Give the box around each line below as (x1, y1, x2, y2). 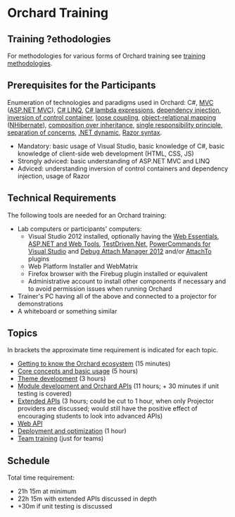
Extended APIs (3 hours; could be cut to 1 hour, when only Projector (17, 397, 215, 406)
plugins (27, 254, 50, 263)
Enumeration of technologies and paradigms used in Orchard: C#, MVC (7, 98, 214, 106)
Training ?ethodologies (7, 33, 111, 45)
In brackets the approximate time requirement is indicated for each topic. (7, 346, 218, 354)
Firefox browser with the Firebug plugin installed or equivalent (27, 269, 208, 278)
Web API (17, 419, 43, 428)
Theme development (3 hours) (17, 375, 106, 383)
